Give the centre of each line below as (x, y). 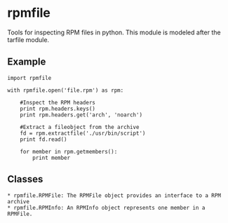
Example (27, 62)
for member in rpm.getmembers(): (69, 151)
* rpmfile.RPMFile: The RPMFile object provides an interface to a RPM (114, 195)
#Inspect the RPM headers (58, 102)
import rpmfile (29, 78)
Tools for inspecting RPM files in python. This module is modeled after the (114, 32)
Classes (25, 179)
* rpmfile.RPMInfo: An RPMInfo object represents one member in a (106, 208)
